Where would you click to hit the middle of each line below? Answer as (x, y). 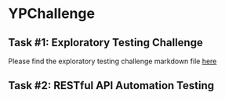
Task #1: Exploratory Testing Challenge (106, 43)
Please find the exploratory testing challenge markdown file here (112, 61)
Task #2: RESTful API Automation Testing (111, 86)
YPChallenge (52, 14)
